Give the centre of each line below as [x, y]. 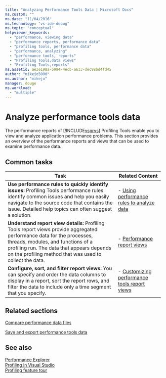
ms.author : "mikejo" [26, 79]
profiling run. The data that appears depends [60, 248]
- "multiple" [23, 93]
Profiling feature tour [26, 370]
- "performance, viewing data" [42, 38]
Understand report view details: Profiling [56, 223]
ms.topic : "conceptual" [30, 28]
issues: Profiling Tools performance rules [56, 190]
